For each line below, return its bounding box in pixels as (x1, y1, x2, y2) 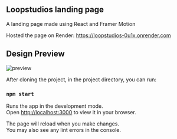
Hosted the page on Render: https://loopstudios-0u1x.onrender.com (6, 32, 171, 39)
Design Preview (6, 49, 65, 59)
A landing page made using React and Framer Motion (6, 20, 136, 27)
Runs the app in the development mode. (6, 102, 103, 110)
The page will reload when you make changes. (6, 120, 120, 127)
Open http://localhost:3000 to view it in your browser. (6, 108, 137, 115)
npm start (6, 91, 34, 97)
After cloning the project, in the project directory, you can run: (6, 76, 157, 83)
